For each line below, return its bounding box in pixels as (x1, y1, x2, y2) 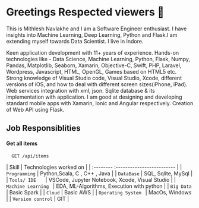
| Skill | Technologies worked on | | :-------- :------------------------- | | (6, 163, 182, 171)
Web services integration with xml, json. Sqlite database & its (6, 87, 156, 94)
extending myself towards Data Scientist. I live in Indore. (6, 37, 144, 45)
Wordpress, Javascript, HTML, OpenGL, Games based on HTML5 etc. (6, 68, 177, 75)
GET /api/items (11, 153, 49, 159)
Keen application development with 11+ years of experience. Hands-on (6, 49, 179, 56)
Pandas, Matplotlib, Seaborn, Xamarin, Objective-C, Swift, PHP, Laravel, (6, 62, 182, 69)
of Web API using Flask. (6, 106, 65, 113)
